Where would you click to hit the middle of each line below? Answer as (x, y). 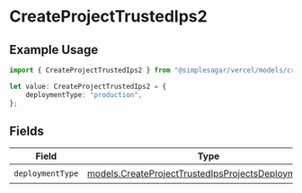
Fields (27, 131)
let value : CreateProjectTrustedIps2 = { (88, 86)
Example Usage (54, 50)
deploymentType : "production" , (84, 95)
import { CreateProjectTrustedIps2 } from (90, 70)
